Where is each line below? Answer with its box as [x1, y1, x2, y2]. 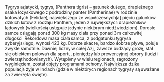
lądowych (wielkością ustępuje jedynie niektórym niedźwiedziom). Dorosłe [5, 25, 156, 31]
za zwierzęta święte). [5, 72, 48, 77]
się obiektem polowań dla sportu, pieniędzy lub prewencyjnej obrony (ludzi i [5, 51, 159, 57]
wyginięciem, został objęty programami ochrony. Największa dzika [5, 61, 140, 67]
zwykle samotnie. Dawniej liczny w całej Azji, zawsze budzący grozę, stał [5, 46, 153, 51]
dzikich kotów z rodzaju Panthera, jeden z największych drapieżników [5, 20, 146, 25]
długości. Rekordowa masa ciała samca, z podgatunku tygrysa [5, 35, 131, 41]
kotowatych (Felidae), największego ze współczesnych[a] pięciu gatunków [5, 15, 156, 20]
